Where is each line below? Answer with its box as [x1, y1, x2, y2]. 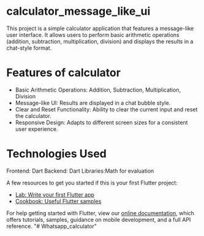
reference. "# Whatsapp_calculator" [6, 222, 97, 230]
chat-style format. [6, 44, 52, 52]
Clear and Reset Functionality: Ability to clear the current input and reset [15, 106, 198, 113]
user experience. [15, 125, 58, 133]
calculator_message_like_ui [6, 4, 151, 18]
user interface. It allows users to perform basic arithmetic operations [6, 31, 179, 38]
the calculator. [15, 112, 51, 119]
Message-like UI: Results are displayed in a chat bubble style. [15, 99, 171, 106]
